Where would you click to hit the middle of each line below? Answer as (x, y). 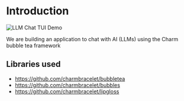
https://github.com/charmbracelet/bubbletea (70, 78)
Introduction (38, 11)
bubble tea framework (33, 45)
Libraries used (33, 64)
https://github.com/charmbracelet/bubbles (68, 85)
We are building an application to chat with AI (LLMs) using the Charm (92, 39)
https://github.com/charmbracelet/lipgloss (67, 91)
